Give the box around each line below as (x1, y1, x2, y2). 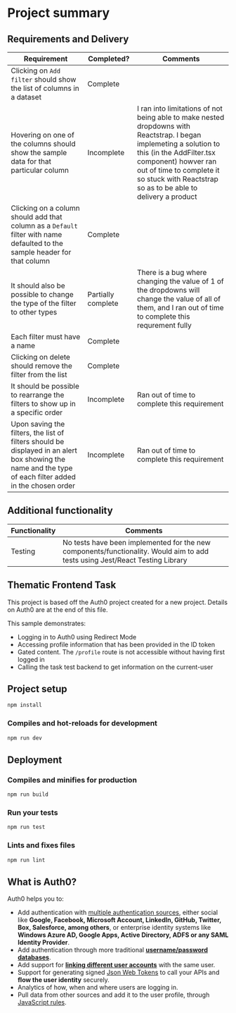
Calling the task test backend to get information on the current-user (17, 663, 214, 671)
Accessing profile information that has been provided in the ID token (17, 640, 216, 649)
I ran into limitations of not (136, 104, 223, 113)
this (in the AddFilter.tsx (136, 148, 216, 157)
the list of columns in (11, 83, 79, 93)
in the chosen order (11, 481, 76, 491)
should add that (11, 212, 63, 221)
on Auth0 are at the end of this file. (7, 605, 108, 614)
